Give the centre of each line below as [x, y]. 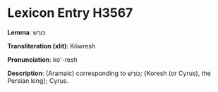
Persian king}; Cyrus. [38, 80]
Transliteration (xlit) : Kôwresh [52, 46]
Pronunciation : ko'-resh [42, 59]
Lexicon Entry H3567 [70, 13]
